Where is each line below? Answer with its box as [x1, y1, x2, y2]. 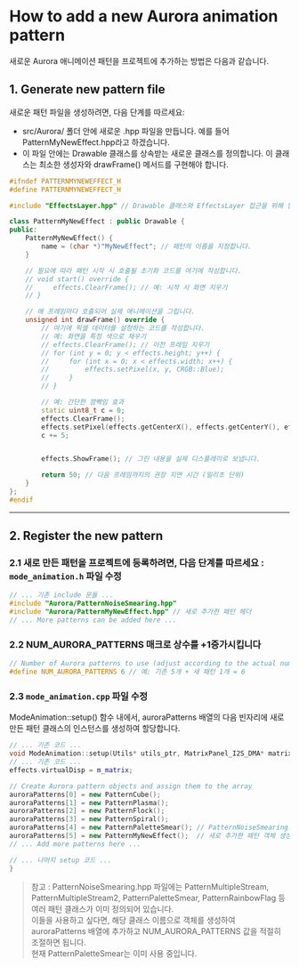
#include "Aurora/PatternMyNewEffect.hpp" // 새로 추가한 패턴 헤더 [9, 608, 252, 616]
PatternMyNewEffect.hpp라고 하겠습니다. [21, 136, 171, 148]
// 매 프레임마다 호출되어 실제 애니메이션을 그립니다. [25, 307, 196, 317]
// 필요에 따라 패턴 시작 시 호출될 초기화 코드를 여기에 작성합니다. [25, 266, 242, 275]
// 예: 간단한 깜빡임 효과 [41, 398, 125, 407]
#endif [9, 496, 34, 504]
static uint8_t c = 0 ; [41, 406, 125, 415]
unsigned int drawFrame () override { [25, 316, 166, 325]
